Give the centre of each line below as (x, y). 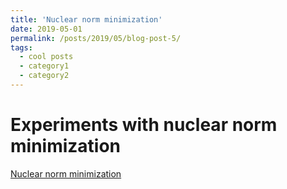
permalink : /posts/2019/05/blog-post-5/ (96, 38)
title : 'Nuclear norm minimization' (86, 19)
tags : (21, 47)
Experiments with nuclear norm (144, 125)
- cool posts (46, 57)
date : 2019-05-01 (46, 29)
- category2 (44, 76)
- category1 (44, 66)
